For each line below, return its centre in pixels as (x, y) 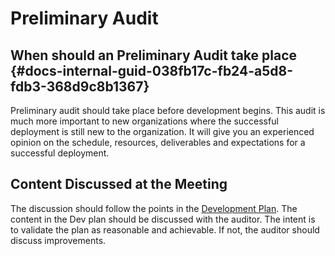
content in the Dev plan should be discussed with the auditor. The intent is (163, 219)
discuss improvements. (58, 240)
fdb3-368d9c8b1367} (80, 86)
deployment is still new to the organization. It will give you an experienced (162, 131)
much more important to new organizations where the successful (144, 121)
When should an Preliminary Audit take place (154, 55)
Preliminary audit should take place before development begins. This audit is (168, 110)
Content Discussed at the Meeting (119, 184)
